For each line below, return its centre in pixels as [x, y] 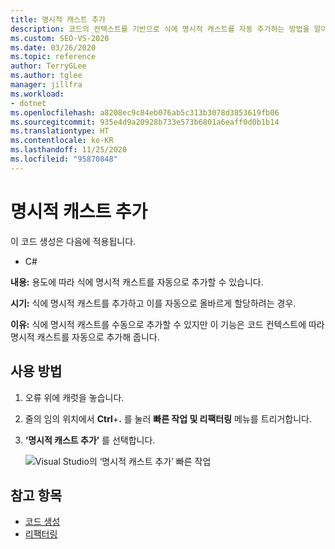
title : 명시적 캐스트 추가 [58, 19]
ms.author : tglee [46, 76]
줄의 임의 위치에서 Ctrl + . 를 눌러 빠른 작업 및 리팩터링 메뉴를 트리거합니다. [168, 418]
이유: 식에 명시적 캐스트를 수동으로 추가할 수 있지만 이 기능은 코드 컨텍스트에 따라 [167, 324]
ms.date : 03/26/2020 [53, 47]
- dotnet [28, 103]
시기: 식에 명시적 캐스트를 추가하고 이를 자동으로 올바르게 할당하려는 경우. [153, 303]
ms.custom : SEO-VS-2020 [60, 38]
